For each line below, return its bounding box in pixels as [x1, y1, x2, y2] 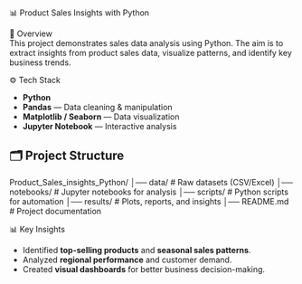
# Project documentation [9, 205, 102, 216]
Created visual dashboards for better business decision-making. [22, 263, 265, 274]
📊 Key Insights [9, 223, 66, 234]
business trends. [9, 57, 71, 68]
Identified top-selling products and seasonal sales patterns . [22, 244, 251, 255]
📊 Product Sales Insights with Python [9, 7, 150, 18]
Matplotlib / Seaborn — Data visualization [22, 111, 180, 122]
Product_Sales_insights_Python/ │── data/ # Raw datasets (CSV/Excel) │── [9, 176, 294, 187]
